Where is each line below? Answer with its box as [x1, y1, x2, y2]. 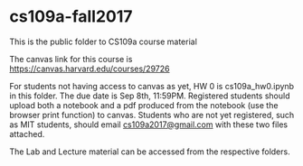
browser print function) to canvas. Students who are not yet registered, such [9, 109, 295, 120]
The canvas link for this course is [9, 53, 133, 64]
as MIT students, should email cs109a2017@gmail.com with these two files [9, 119, 288, 130]
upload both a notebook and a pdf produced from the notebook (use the [9, 99, 279, 110]
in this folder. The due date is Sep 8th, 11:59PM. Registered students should [9, 90, 290, 101]
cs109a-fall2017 [9, 6, 133, 27]
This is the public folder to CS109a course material [9, 36, 197, 47]
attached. [9, 128, 45, 139]
